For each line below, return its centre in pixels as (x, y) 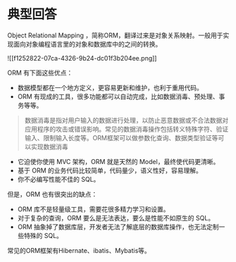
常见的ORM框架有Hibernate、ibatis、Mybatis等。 (79, 250)
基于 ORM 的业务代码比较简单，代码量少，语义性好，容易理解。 (110, 170)
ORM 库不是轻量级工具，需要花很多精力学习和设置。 (94, 209)
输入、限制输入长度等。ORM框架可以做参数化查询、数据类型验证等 (121, 137)
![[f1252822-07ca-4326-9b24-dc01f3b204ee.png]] (82, 58)
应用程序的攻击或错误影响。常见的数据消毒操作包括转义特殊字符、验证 (126, 129)
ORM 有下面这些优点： (40, 73)
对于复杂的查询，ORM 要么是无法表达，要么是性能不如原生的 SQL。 (116, 218)
